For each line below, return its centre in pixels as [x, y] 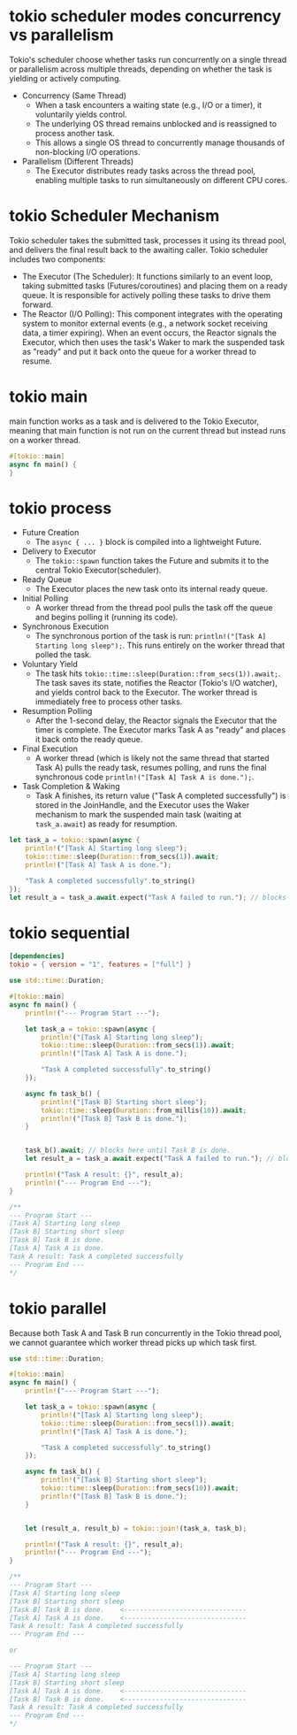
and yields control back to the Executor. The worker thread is [146, 693]
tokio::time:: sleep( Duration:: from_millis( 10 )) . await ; [144, 1110]
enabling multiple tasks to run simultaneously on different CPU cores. [161, 180]
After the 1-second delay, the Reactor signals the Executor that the [156, 721]
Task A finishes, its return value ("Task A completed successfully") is [160, 796]
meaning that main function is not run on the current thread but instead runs [148, 430]
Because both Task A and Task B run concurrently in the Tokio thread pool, [146, 1332]
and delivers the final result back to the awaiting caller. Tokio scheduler [139, 250]
